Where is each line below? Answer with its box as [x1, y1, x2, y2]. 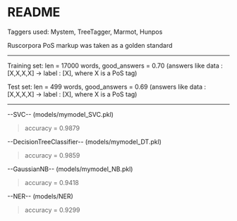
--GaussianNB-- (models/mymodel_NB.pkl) [7, 165, 133, 173]
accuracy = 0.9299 [24, 206, 80, 214]
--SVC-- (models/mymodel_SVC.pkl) [7, 110, 114, 118]
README [7, 4, 61, 20]
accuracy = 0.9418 [24, 178, 80, 187]
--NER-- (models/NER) [7, 191, 74, 201]
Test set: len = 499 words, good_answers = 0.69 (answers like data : [7, 82, 207, 91]
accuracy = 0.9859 [24, 151, 80, 159]
